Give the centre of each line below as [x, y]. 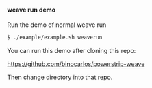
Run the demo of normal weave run [57, 25]
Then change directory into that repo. [60, 77]
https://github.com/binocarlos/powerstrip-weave [76, 64]
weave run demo [31, 10]
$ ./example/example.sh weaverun [55, 38]
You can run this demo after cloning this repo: [72, 51]
